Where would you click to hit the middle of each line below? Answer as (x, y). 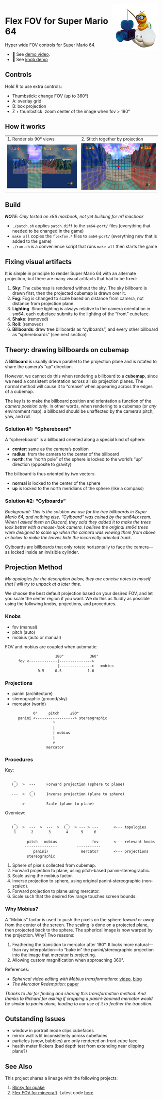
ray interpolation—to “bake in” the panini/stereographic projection (88, 949)
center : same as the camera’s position (50, 449)
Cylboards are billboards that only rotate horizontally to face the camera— (79, 547)
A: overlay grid (27, 101)
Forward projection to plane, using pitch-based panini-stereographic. (81, 871)
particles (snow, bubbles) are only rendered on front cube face (75, 1041)
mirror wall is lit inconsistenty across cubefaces (60, 1036)
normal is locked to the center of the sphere (56, 483)
